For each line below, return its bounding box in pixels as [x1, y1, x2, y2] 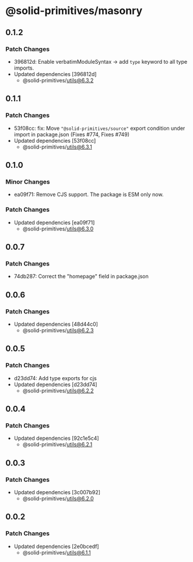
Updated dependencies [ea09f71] [13, 219, 95, 226]
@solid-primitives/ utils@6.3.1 [22, 143, 93, 150]
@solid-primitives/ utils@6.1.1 [22, 549, 91, 556]
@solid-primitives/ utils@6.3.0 [22, 225, 94, 232]
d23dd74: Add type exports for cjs [13, 374, 97, 381]
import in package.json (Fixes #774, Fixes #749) [13, 130, 129, 138]
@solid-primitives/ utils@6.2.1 [22, 441, 93, 448]
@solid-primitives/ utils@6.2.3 [22, 326, 94, 334]
